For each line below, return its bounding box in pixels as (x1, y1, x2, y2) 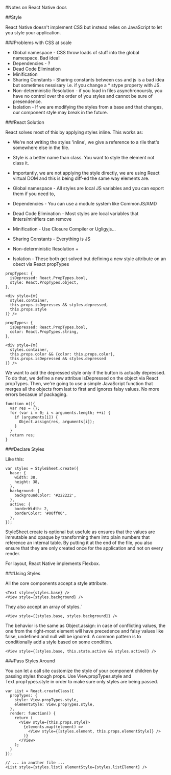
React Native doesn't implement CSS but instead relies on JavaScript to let (5, 24, 162, 30)
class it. (12, 160, 29, 166)
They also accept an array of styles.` (5, 604, 83, 610)
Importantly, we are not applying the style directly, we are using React (12, 170, 160, 176)
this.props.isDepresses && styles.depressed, (10, 302, 109, 307)
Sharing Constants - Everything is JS (12, 236, 91, 242)
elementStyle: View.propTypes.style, (14, 702, 95, 707)
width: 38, (14, 475, 38, 480)
